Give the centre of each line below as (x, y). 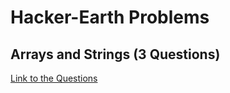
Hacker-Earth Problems (110, 17)
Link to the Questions (54, 78)
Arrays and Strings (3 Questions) (115, 54)
